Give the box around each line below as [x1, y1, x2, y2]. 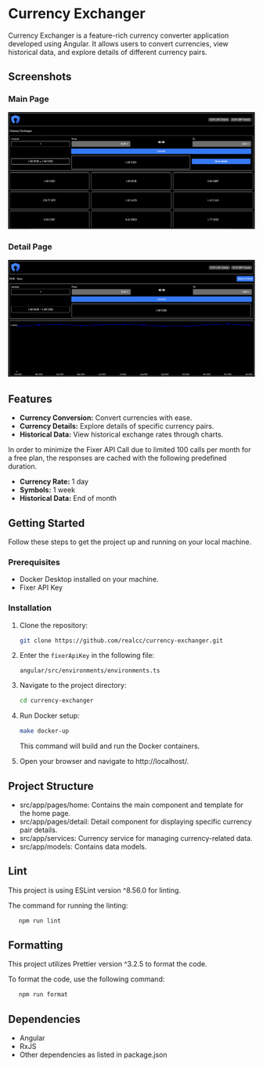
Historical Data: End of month [19, 494, 117, 503]
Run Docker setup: [19, 711, 80, 721]
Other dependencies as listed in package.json [19, 1050, 168, 1060]
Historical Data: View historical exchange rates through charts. [19, 429, 224, 440]
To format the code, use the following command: [8, 974, 165, 984]
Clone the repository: [19, 620, 88, 630]
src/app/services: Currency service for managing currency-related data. [19, 833, 253, 842]
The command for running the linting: [8, 901, 128, 910]
